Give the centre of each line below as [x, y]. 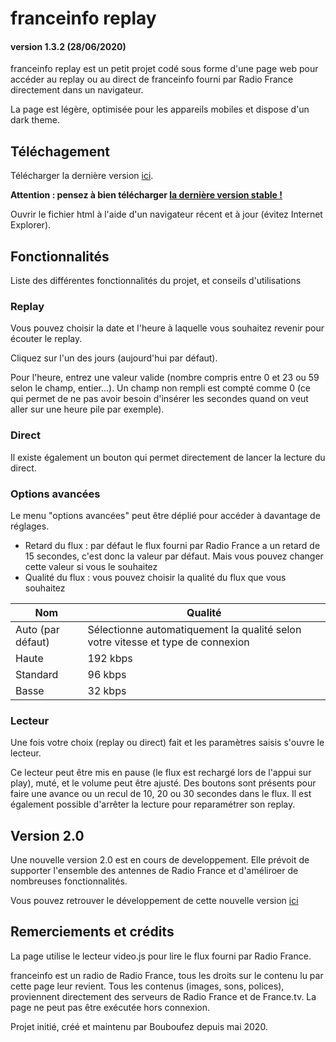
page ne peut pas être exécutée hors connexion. [110, 1007]
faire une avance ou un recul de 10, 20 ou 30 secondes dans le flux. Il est [161, 794]
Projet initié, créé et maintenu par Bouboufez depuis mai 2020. [139, 1026]
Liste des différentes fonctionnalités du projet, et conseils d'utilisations [156, 281]
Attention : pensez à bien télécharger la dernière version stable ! [146, 195]
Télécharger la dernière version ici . [82, 176]
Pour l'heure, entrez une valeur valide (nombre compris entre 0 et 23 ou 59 [165, 378]
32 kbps [107, 690]
